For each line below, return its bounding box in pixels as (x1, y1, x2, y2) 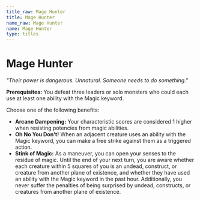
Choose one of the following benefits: (6, 106, 100, 114)
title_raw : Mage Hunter (6, 8, 66, 15)
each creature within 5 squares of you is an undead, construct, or (14, 163, 177, 170)
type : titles (6, 31, 39, 37)
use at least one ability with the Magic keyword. (6, 95, 124, 102)
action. (14, 143, 32, 151)
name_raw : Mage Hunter (6, 20, 63, 26)
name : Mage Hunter (6, 25, 52, 32)
